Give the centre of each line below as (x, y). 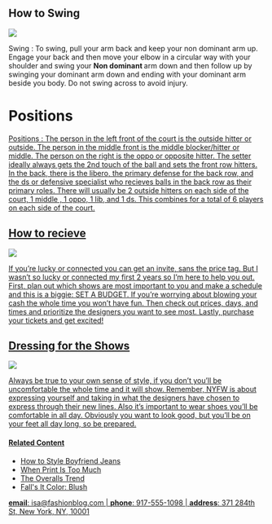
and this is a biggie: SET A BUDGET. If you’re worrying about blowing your (133, 294)
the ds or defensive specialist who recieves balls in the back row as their (130, 182)
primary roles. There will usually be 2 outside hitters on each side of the (129, 190)
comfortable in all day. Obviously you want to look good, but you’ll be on (129, 416)
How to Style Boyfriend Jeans (70, 460)
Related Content (37, 443)
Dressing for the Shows (69, 346)
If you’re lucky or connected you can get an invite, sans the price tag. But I (133, 268)
